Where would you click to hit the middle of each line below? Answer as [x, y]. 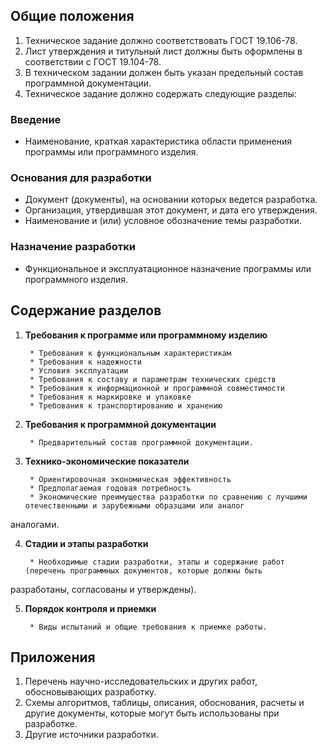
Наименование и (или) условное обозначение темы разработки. [163, 221]
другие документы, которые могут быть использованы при [152, 713]
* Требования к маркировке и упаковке [110, 397]
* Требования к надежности [85, 362]
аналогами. [35, 524]
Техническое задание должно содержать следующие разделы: [160, 93]
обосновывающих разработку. [90, 692]
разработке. [51, 724]
